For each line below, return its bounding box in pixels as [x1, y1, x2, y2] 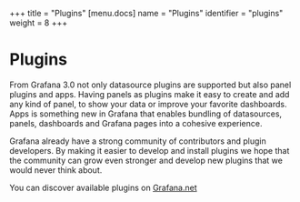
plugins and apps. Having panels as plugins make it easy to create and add [9, 88, 290, 99]
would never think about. [9, 164, 103, 176]
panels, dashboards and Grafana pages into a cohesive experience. [9, 117, 263, 128]
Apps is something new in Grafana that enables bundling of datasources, [9, 108, 283, 119]
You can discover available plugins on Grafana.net [9, 182, 197, 193]
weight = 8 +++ [9, 17, 68, 28]
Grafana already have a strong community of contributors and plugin [9, 136, 266, 146]
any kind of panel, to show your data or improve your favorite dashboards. [9, 98, 288, 109]
